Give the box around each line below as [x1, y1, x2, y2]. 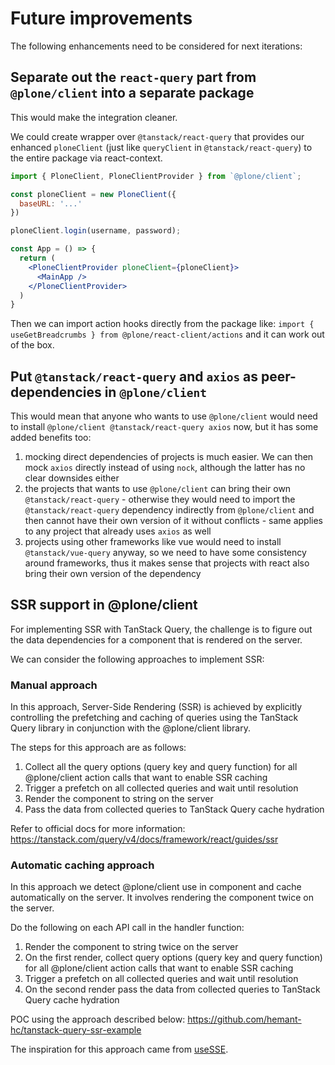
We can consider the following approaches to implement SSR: [10, 653, 265, 665]
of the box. [10, 339, 55, 351]
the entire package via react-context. [10, 152, 163, 164]
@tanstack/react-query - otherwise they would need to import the [24, 493, 296, 506]
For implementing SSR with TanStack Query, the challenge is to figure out [10, 623, 313, 635]
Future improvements [10, 7, 193, 30]
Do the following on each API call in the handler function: [10, 922, 245, 934]
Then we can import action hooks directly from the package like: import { [10, 318, 315, 330]
